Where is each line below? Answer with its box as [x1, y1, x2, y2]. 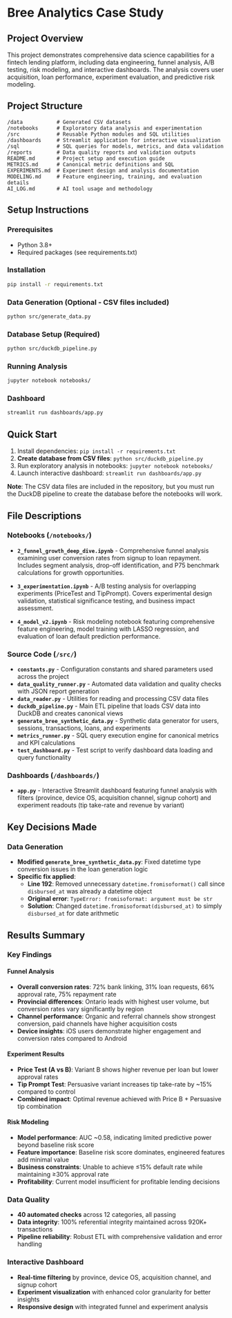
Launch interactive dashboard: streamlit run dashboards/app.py [17, 469, 202, 477]
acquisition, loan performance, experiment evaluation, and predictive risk [7, 73, 215, 81]
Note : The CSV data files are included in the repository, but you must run [7, 483, 215, 491]
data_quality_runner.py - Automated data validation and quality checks [17, 680, 222, 688]
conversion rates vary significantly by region [17, 1004, 144, 1013]
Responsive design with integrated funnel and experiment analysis [17, 1302, 209, 1310]
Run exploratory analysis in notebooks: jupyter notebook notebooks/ [17, 462, 213, 470]
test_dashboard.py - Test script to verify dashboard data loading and [17, 746, 213, 754]
